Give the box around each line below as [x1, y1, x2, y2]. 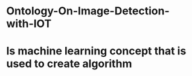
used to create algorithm [6, 57, 132, 71]
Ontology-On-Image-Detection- [6, 4, 170, 18]
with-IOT [6, 17, 52, 31]
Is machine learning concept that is [6, 44, 187, 58]
